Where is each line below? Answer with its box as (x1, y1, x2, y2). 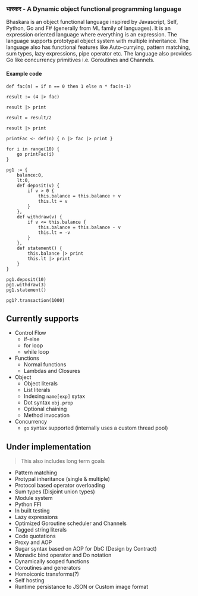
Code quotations (14, 533, 56, 540)
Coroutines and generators (14, 564, 81, 572)
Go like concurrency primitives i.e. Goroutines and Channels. (6, 56, 155, 64)
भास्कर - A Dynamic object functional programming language (6, 5, 181, 13)
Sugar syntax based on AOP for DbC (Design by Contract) (14, 545, 157, 552)
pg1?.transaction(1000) (6, 297, 65, 303)
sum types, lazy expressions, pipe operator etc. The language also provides (6, 50, 192, 57)
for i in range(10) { (6, 146, 60, 152)
